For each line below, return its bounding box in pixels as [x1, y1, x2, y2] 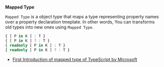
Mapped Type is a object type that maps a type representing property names [5, 14, 159, 19]
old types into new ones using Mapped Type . [5, 24, 93, 30]
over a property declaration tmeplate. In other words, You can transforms [5, 19, 155, 25]
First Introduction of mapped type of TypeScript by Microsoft [12, 56, 138, 62]
